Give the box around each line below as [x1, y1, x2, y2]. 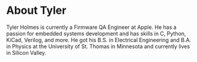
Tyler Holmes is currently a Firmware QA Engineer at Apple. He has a [6, 23, 177, 31]
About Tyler [6, 4, 67, 17]
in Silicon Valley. [6, 49, 47, 56]
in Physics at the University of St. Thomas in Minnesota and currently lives [6, 43, 190, 50]
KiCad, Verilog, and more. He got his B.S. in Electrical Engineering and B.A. [6, 36, 192, 43]
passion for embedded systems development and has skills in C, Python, [6, 29, 186, 37]
